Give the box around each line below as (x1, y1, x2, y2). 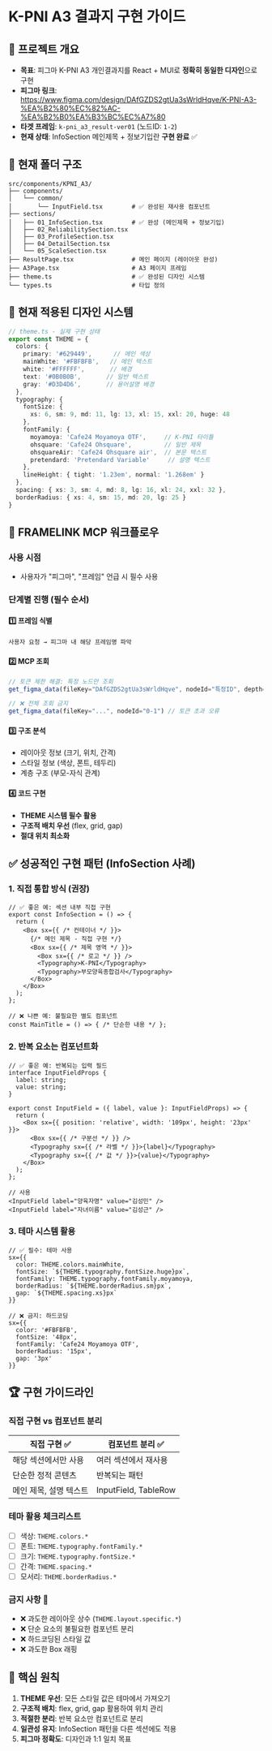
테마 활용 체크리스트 (8, 1511, 82, 1522)
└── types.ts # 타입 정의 (8, 281, 165, 289)
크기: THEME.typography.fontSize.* (19, 1551, 136, 1561)
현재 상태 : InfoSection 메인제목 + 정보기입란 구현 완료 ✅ (19, 132, 198, 141)
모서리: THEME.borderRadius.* (19, 1572, 117, 1581)
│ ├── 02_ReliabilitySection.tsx (8, 225, 129, 234)
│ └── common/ (8, 194, 63, 202)
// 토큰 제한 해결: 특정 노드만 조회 (8, 677, 113, 686)
